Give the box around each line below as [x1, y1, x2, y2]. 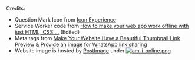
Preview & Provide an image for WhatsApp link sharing [14, 41, 147, 48]
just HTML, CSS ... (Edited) [14, 29, 80, 36]
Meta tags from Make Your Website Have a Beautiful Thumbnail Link [14, 35, 181, 41]
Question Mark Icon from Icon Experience [14, 16, 117, 23]
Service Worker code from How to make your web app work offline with [14, 23, 189, 29]
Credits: [6, 5, 25, 12]
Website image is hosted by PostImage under [14, 47, 125, 54]
